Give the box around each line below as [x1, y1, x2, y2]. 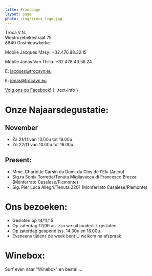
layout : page [5, 12, 32, 17]
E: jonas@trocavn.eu [5, 78, 47, 83]
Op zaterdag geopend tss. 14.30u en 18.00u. [12, 228, 102, 234]
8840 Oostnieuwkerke [5, 40, 50, 46]
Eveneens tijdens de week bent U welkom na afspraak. [12, 233, 123, 239]
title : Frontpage [5, 7, 41, 12]
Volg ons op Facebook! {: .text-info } [5, 87, 78, 93]
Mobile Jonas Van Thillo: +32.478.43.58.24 [5, 59, 92, 65]
